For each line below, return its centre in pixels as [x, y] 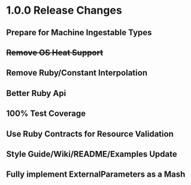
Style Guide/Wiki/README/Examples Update [92, 154]
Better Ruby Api [36, 93]
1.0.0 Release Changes [64, 10]
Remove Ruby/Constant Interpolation [77, 73]
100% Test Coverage [46, 114]
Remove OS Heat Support [55, 52]
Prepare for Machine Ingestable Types [79, 33]
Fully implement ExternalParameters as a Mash [96, 175]
